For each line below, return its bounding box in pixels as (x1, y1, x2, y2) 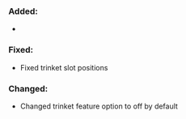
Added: (8, 6, 38, 17)
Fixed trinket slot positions (19, 62, 108, 72)
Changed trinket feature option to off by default (19, 101, 178, 111)
